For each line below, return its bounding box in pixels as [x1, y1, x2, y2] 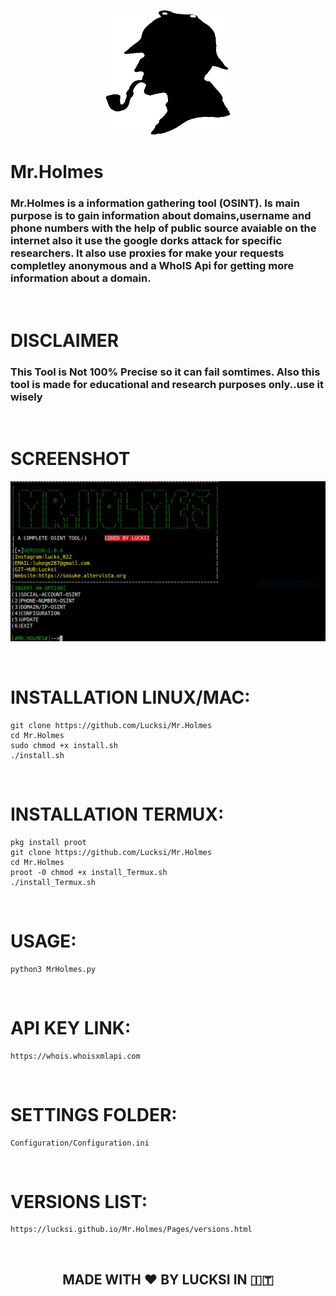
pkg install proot [10, 837, 87, 847]
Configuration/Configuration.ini [10, 1138, 150, 1148]
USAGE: [10, 930, 77, 952]
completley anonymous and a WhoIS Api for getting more [10, 259, 295, 273]
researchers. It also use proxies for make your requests [10, 246, 285, 260]
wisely [10, 390, 43, 404]
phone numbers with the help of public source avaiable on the [10, 221, 317, 235]
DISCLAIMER [10, 329, 120, 352]
